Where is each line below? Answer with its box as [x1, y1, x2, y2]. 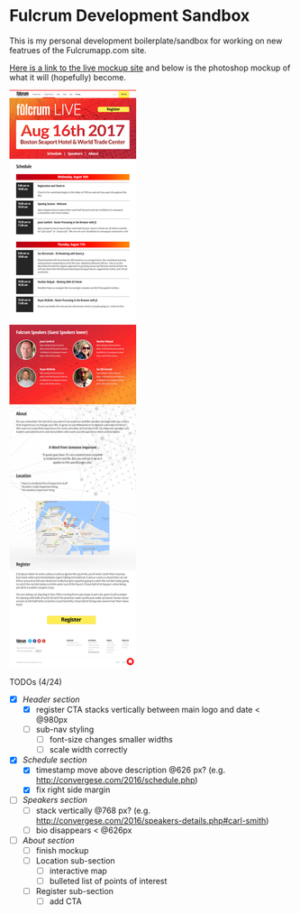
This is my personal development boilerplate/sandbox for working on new [9, 35, 283, 46]
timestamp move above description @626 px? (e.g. [35, 764, 226, 776]
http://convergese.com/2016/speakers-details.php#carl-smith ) [35, 815, 269, 826]
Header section [22, 694, 80, 705]
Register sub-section [35, 885, 114, 896]
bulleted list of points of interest [49, 875, 168, 886]
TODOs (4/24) [9, 676, 63, 687]
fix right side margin [35, 784, 111, 795]
